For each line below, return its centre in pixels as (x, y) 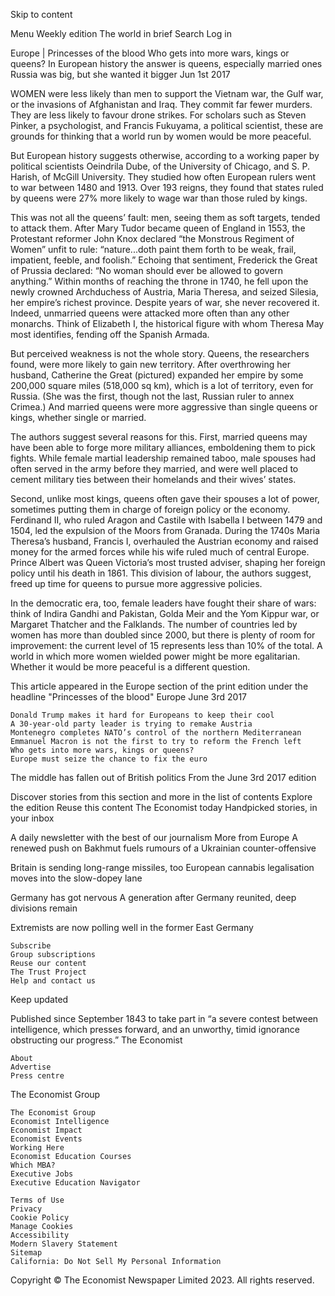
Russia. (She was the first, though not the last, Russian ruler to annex (152, 396)
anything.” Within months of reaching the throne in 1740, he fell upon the (159, 281)
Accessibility (40, 1235)
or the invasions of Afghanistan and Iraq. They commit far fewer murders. (161, 104)
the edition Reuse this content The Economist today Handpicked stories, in (164, 807)
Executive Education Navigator (75, 1183)
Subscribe (31, 946)
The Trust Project (48, 972)
